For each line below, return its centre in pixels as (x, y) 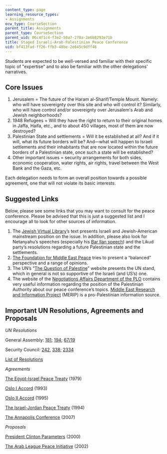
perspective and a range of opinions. (50, 263)
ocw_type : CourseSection (31, 24)
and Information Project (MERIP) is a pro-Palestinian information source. (86, 295)
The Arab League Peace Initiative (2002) (47, 447)
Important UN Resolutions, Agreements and (74, 311)
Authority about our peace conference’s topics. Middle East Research (84, 289)
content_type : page (25, 10)
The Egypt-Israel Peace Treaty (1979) (44, 379)
